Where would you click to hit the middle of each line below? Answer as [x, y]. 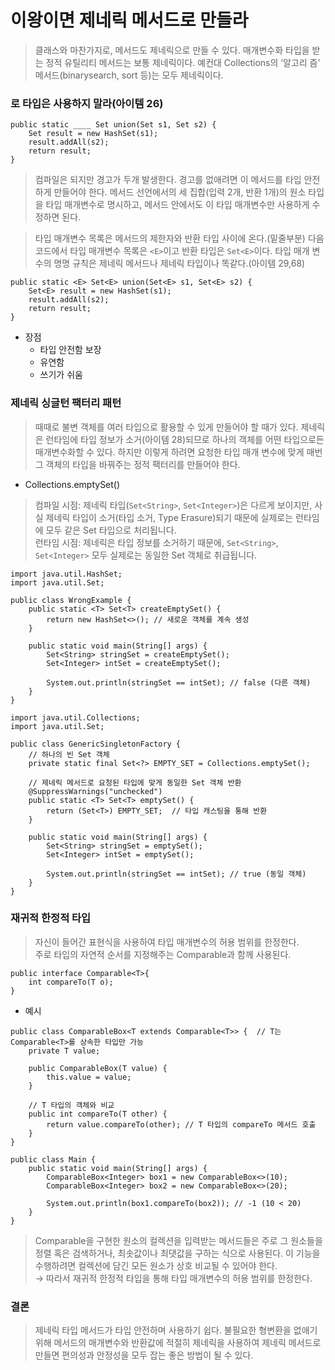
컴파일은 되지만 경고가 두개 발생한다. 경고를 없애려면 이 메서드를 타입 [168, 180]
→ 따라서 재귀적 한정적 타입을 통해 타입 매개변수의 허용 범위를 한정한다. [173, 1278]
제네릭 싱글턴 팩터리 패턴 [66, 403]
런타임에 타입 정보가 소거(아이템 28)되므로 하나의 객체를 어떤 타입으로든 [185, 439]
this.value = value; [89, 1077]
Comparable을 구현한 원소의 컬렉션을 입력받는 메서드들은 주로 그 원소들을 [178, 1240]
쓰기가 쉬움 [61, 375]
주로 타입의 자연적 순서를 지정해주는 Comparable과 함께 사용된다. [163, 954]
